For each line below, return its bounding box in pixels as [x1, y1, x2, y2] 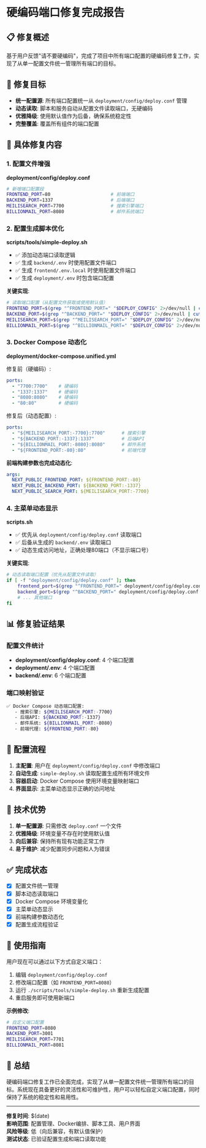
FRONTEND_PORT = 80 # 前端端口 [6, 192, 135, 198]
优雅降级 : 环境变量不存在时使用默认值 [15, 829, 110, 837]
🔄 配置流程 [6, 744, 46, 755]
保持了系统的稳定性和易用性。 [6, 1093, 82, 1101]
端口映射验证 [6, 689, 45, 697]
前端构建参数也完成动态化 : [6, 459, 73, 467]
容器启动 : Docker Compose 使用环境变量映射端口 [15, 777, 140, 785]
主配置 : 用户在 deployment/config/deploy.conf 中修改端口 [15, 762, 161, 769]
